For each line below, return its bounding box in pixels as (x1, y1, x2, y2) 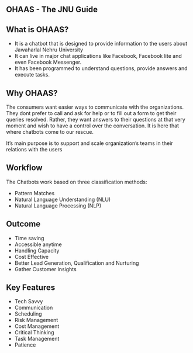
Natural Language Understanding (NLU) (14, 196, 111, 203)
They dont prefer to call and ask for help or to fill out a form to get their (6, 110, 177, 117)
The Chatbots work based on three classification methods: (6, 178, 147, 185)
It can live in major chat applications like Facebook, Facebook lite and (14, 53, 182, 60)
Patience (14, 341, 36, 348)
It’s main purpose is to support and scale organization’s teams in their (6, 140, 174, 147)
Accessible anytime (14, 241, 63, 248)
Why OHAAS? (6, 88, 58, 98)
